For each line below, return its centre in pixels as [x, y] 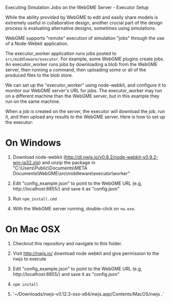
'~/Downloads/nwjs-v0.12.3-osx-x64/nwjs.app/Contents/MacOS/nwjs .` [88, 294]
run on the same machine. [33, 101]
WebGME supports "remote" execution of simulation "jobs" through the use [85, 38]
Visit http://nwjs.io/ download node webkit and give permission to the [86, 253]
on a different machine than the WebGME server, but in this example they [82, 96]
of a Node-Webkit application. [37, 44]
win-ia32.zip [26, 162]
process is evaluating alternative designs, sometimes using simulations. [81, 28]
